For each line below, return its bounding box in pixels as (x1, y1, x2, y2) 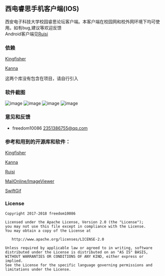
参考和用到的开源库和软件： (5, 138, 71, 145)
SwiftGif (5, 188, 22, 193)
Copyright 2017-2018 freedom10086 (5, 211, 76, 216)
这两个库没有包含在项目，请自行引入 (5, 76, 79, 82)
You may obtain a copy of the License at (5, 228, 91, 233)
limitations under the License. (5, 267, 71, 272)
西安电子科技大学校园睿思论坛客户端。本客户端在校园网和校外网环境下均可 (5, 19, 156, 25)
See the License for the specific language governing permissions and (5, 263, 153, 268)
